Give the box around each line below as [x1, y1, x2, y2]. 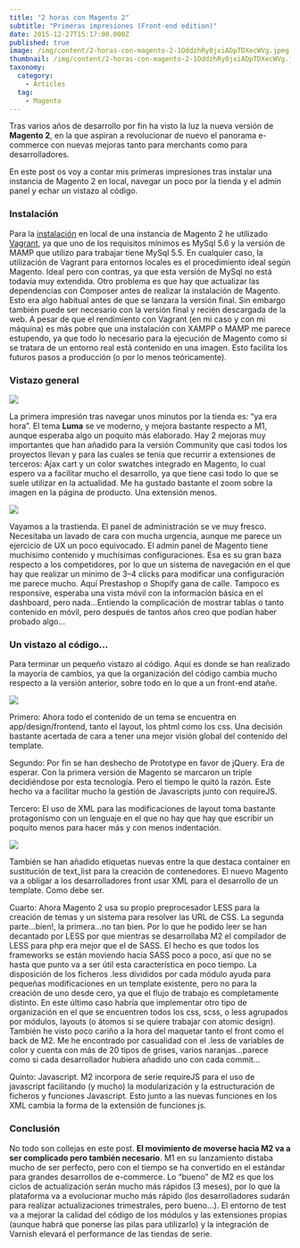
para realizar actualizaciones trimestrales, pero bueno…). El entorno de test [9, 1200, 287, 1210]
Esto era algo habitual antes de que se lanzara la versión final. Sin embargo [9, 294, 286, 305]
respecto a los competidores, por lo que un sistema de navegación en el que [9, 559, 291, 569]
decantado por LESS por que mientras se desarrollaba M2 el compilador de [9, 931, 287, 941]
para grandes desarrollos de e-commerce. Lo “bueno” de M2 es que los [9, 1171, 274, 1182]
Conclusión [9, 1123, 61, 1135]
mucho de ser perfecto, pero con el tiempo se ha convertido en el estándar [9, 1161, 286, 1172]
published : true [9, 38, 70, 47]
